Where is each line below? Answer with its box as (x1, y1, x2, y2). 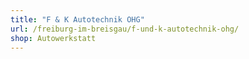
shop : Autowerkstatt (10, 33, 97, 43)
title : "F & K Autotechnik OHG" (10, 14, 145, 25)
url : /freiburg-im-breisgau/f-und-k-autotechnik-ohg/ (10, 24, 240, 34)
